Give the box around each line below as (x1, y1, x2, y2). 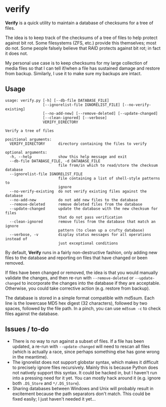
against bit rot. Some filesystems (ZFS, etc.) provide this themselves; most (5, 40, 157, 45)
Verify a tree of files (5, 128, 54, 133)
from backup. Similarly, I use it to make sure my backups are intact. (5, 70, 142, 76)
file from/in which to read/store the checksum (58, 163, 158, 168)
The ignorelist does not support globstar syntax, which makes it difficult (12, 359, 159, 365)
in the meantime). (12, 354, 48, 360)
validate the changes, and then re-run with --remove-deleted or (5, 274, 134, 280)
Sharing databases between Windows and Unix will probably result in (12, 385, 154, 391)
